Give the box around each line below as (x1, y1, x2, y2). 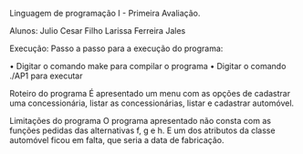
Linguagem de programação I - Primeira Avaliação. (9, 8, 201, 18)
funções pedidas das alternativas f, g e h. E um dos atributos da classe (9, 125, 276, 136)
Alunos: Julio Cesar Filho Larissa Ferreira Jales (9, 26, 186, 36)
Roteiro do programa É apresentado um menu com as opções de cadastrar (9, 88, 290, 98)
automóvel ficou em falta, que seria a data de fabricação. (9, 135, 225, 145)
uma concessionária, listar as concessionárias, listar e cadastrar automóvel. (9, 98, 295, 108)
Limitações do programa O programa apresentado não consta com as (9, 116, 272, 126)
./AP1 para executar (9, 70, 84, 81)
